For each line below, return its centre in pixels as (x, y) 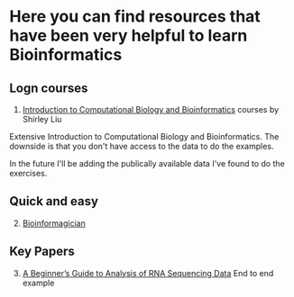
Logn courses (49, 88)
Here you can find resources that (135, 17)
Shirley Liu (42, 119)
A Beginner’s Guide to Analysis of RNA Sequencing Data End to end (148, 273)
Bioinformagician (54, 223)
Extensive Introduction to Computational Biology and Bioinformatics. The (144, 136)
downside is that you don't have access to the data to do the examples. (142, 146)
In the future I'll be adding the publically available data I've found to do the (147, 163)
